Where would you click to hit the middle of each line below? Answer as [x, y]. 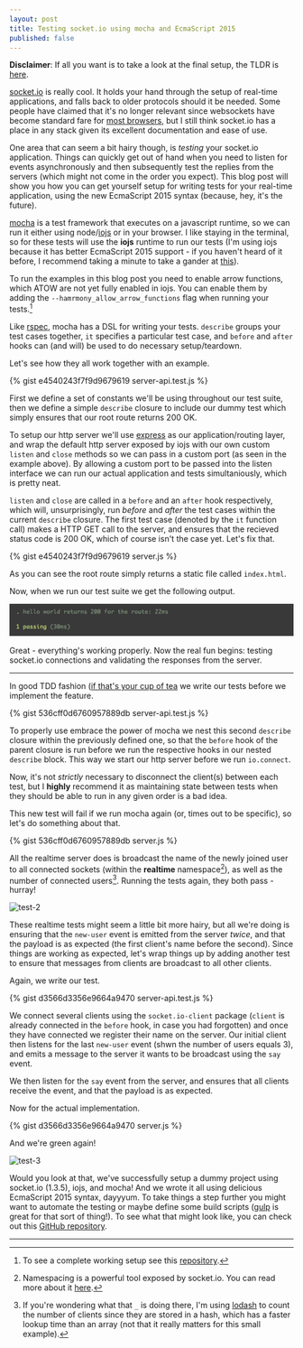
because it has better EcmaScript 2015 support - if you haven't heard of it [146, 252]
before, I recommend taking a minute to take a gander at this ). [124, 261]
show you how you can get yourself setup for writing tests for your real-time [151, 186]
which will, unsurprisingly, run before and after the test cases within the [142, 510]
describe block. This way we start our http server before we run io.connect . [150, 759]
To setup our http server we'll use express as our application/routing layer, [147, 435]
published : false [42, 38]
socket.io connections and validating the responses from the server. [136, 660]
